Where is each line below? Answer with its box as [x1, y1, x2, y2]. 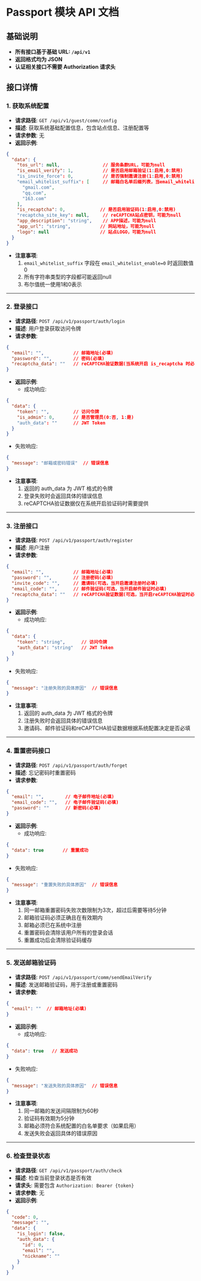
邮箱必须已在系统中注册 [23, 922, 82, 929]
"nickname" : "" [22, 1253, 60, 1259]
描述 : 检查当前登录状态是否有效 [14, 1174, 92, 1181]
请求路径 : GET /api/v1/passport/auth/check [14, 1167, 123, 1174]
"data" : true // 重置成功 [11, 847, 89, 853]
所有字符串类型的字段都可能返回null [23, 273, 112, 280]
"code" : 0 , [11, 1214, 39, 1220]
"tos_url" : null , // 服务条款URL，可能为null [17, 162, 166, 168]
